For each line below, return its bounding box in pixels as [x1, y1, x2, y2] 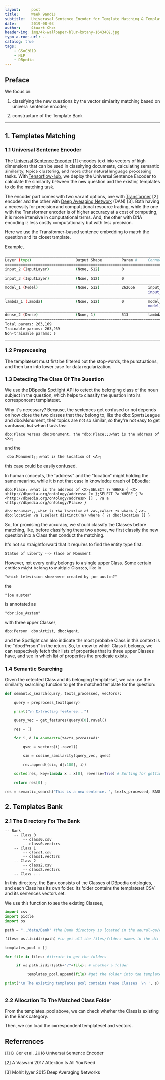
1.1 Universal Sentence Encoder [5, 146, 82, 153]
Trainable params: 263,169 [5, 326, 60, 331]
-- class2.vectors [23, 867, 60, 872]
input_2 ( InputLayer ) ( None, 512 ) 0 [5, 267, 124, 272]
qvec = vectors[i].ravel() [23, 744, 78, 749]
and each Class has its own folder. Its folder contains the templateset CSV [5, 885, 155, 891]
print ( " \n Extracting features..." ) [14, 709, 89, 714]
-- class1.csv [23, 850, 52, 855]
